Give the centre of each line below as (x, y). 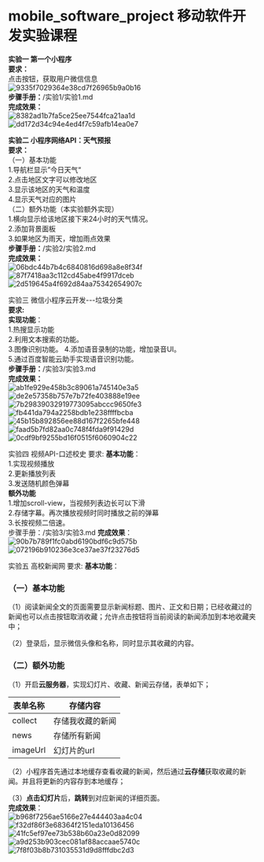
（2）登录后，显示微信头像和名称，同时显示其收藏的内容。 (103, 643)
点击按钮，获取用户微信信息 (53, 79)
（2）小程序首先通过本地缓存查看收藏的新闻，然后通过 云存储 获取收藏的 (124, 771)
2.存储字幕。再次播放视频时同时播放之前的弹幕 (84, 513)
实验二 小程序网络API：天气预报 (60, 140)
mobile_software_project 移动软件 (121, 16)
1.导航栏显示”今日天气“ (45, 169)
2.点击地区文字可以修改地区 (53, 179)
